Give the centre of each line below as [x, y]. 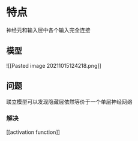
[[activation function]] [33, 132]
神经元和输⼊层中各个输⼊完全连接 [48, 30]
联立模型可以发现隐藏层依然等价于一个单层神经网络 [69, 101]
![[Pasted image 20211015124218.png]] [54, 65]
